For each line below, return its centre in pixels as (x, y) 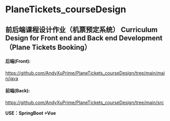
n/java (12, 78)
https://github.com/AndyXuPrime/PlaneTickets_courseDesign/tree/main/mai (85, 73)
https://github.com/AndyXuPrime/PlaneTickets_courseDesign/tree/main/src (85, 102)
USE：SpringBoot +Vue (31, 113)
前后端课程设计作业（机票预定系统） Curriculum (81, 29)
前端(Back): (18, 91)
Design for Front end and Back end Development (84, 38)
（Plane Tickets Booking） (48, 47)
